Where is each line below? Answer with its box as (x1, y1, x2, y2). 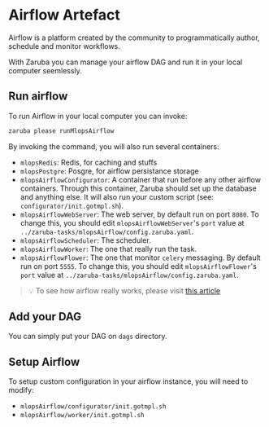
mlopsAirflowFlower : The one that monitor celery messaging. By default (20, 253, 262, 262)
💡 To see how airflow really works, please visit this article (28, 285, 221, 295)
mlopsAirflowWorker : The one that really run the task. (20, 244, 197, 253)
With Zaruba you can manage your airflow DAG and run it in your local (8, 57, 243, 67)
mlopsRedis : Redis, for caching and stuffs (20, 157, 158, 167)
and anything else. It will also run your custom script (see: (20, 191, 214, 201)
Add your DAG (8, 310, 82, 324)
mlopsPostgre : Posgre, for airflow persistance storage (20, 165, 199, 176)
